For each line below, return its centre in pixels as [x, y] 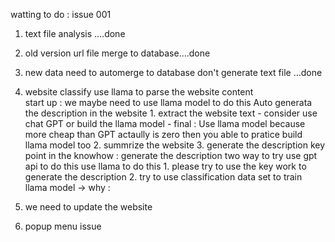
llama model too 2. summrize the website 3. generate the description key [175, 145]
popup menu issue [63, 226]
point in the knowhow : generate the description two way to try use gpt [171, 155]
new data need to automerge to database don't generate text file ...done [173, 72]
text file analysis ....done [75, 33]
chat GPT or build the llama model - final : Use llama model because [165, 123]
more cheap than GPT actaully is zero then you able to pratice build [163, 134]
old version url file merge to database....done [117, 53]
